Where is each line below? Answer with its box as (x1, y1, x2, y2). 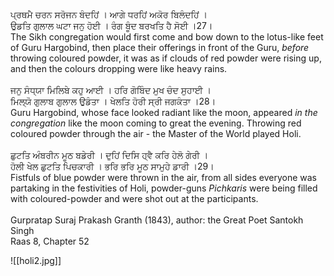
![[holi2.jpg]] (10, 255, 62, 266)
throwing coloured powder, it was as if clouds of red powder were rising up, (10, 52, 322, 64)
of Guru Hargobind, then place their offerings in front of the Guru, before (10, 42, 310, 53)
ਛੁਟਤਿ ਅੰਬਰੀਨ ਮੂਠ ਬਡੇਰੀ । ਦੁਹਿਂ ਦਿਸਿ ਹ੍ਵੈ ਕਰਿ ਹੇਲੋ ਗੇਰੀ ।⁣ (10, 149, 209, 161)
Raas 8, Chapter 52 (10, 235, 90, 247)
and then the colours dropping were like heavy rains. (10, 63, 228, 74)
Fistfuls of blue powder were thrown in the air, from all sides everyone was (10, 172, 317, 183)
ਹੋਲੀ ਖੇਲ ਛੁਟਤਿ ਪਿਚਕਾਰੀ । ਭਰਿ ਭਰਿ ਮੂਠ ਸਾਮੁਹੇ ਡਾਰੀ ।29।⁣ (10, 160, 215, 172)
